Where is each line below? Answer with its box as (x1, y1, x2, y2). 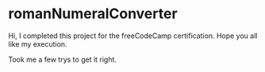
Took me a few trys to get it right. (8, 55, 117, 64)
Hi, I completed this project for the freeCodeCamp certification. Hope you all (8, 31, 258, 40)
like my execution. (8, 39, 67, 48)
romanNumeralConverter (8, 5, 178, 23)
